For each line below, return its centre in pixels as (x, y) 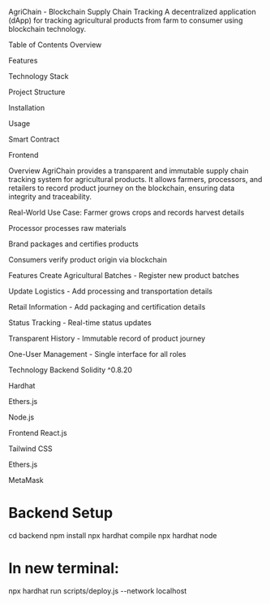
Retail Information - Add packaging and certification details (107, 307)
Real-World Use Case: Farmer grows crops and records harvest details (126, 212)
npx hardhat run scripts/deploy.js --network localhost (98, 591)
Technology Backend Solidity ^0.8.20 (70, 370)
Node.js (21, 417)
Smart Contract (34, 139)
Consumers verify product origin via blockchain (88, 260)
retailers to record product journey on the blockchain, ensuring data (122, 188)
